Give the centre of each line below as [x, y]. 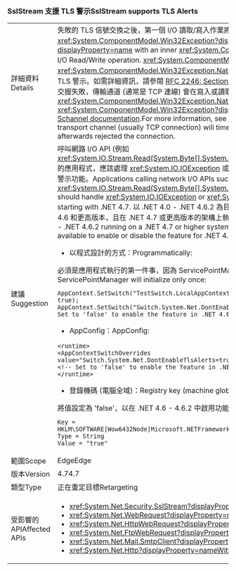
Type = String [81, 437]
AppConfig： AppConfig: [109, 331]
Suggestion [30, 303]
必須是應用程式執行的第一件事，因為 [117, 270]
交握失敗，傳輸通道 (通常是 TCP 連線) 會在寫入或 [138, 92]
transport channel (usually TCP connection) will [136, 127]
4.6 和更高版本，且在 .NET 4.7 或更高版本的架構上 [140, 218]
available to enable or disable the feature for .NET [139, 236]
